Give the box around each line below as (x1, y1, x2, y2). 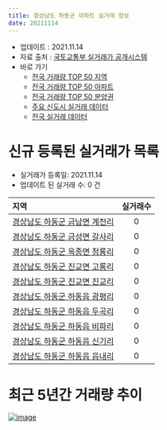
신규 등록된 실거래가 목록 (8, 143, 160, 160)
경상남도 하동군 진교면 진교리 (12, 276, 115, 287)
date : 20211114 (8, 19, 59, 27)
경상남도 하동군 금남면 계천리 (12, 217, 115, 228)
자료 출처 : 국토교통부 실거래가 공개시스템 (19, 52, 148, 61)
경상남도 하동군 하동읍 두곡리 (12, 306, 115, 317)
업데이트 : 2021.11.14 (19, 41, 83, 52)
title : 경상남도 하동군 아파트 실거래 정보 (8, 11, 130, 20)
